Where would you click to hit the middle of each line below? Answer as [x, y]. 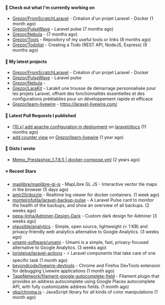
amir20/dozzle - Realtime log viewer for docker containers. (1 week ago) [86, 195]
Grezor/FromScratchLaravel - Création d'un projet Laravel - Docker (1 [83, 18]
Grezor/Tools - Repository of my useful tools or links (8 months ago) [82, 40]
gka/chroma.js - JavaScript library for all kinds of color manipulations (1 [85, 292]
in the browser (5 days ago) [40, 190]
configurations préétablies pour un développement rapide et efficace [82, 99]
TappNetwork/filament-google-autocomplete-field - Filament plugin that [86, 276]
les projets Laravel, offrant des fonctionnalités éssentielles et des [78, 94]
